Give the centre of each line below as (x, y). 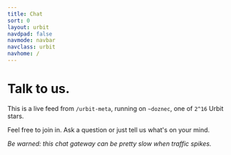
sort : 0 (19, 21)
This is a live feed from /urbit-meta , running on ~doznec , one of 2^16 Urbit (115, 108)
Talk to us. (38, 89)
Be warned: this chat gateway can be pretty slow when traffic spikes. (109, 144)
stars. (16, 116)
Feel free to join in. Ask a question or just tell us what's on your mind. (109, 129)
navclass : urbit (31, 47)
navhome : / (24, 54)
